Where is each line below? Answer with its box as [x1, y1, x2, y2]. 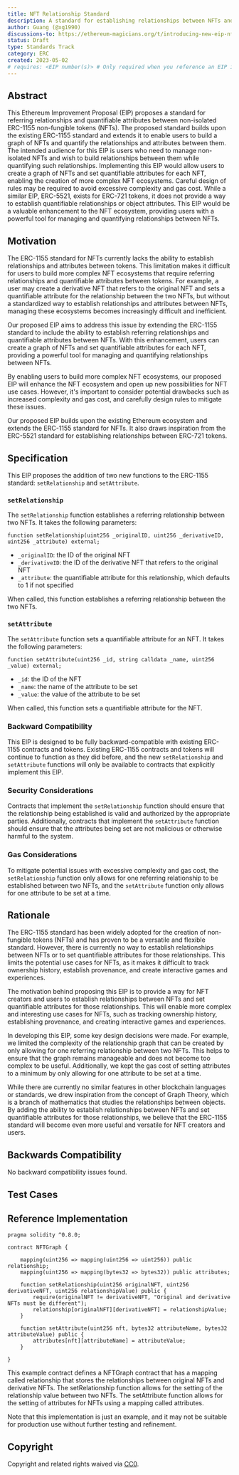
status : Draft [7, 37, 50, 44]
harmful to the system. [7, 832, 73, 841]
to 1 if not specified [17, 581, 74, 589]
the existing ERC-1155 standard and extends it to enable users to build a [7, 131, 218, 140]
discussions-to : [7, 30, 55, 38]
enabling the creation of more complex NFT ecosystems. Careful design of [7, 177, 226, 185]
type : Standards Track [7, 43, 75, 51]
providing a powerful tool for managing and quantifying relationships [7, 351, 208, 359]
